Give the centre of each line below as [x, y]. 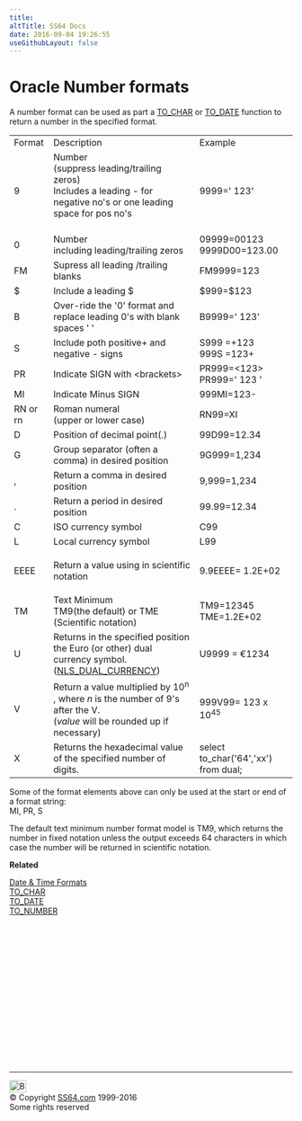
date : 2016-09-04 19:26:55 [60, 34]
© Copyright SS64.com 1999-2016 [73, 1097]
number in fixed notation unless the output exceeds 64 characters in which [148, 838]
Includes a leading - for [103, 191]
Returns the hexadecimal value [119, 747]
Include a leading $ [94, 291]
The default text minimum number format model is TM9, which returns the [147, 828]
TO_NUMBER [34, 911]
